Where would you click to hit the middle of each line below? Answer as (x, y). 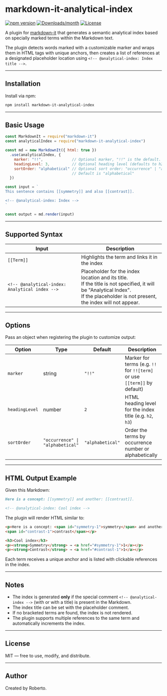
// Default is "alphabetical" (103, 173)
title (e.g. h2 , (139, 416)
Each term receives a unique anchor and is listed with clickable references (81, 559)
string (50, 374)
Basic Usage (25, 125)
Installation (23, 84)
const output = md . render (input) (40, 214)
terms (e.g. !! (141, 364)
